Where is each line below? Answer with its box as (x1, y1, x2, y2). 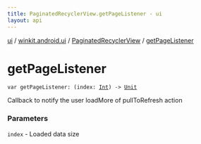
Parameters (7, 114, 48, 124)
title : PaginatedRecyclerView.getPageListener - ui (7, 10, 162, 18)
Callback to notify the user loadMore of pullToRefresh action (7, 96, 183, 105)
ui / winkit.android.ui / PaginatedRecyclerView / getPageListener (7, 36, 194, 44)
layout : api (7, 17, 42, 24)
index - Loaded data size (7, 129, 80, 138)
